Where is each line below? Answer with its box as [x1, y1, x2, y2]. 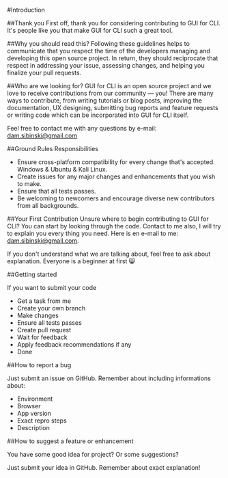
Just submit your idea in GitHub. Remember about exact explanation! [7, 464, 201, 471]
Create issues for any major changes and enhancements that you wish [16, 172, 216, 181]
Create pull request [16, 326, 72, 334]
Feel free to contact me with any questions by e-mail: [7, 124, 157, 132]
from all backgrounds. [16, 202, 79, 209]
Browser [16, 402, 41, 410]
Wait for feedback [16, 333, 68, 341]
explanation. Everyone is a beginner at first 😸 [7, 257, 135, 265]
